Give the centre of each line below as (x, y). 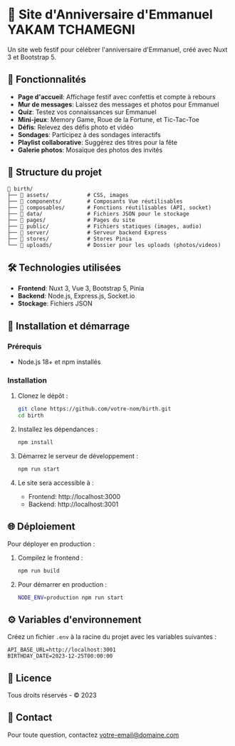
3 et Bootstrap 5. (32, 57)
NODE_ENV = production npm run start (70, 598)
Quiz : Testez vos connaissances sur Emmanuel (87, 112)
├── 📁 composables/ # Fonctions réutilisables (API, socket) (110, 207)
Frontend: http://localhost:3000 (74, 496)
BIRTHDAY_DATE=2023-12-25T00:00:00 (60, 656)
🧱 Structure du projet (54, 172)
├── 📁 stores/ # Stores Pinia (70, 238)
